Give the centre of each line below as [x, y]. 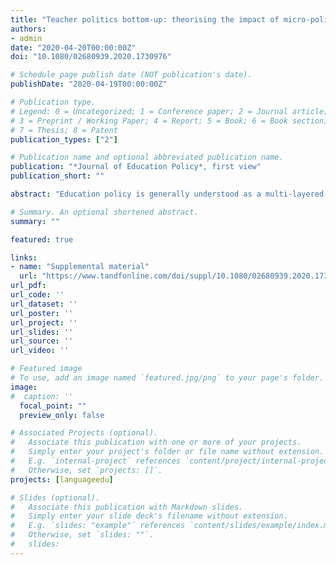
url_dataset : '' [44, 304]
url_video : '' [40, 351]
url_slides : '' [42, 332]
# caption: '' [42, 396]
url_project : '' [44, 322]
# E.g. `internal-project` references [96, 461]
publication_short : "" [57, 176]
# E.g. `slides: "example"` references [98, 526]
